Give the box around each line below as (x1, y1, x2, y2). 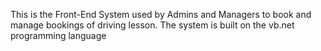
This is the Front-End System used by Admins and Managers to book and (10, 9, 312, 20)
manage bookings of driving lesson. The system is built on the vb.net (10, 19, 295, 31)
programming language (10, 30, 107, 41)
